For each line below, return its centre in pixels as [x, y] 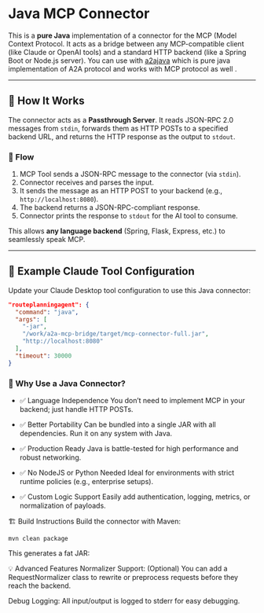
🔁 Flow [21, 156]
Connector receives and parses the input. [87, 182]
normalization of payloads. [62, 506]
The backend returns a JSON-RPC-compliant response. [110, 207]
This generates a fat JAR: [49, 553]
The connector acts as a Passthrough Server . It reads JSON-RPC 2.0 [121, 119]
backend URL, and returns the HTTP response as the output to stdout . [122, 136]
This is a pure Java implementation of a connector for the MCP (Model [123, 35]
